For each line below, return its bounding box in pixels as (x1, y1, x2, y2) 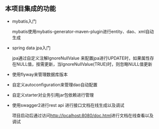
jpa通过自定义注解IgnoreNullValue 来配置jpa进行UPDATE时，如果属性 (12, 55, 150, 61)
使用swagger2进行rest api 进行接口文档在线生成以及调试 (12, 102, 125, 108)
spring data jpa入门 (12, 45, 51, 51)
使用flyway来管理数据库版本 (12, 72, 68, 77)
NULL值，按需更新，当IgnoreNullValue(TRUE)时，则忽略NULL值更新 (16, 61, 152, 67)
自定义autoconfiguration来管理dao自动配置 (12, 82, 98, 87)
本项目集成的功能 (5, 4, 56, 13)
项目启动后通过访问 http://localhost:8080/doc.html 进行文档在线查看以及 (12, 113, 154, 118)
